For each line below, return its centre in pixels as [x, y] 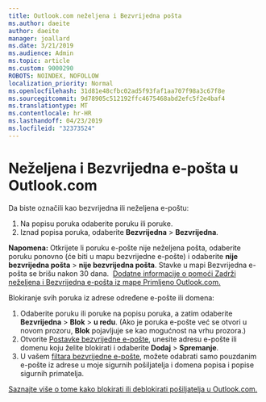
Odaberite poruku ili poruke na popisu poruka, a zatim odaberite [126, 313]
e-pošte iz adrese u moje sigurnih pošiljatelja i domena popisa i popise [137, 365]
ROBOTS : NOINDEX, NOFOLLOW [54, 76]
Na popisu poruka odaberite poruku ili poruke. [96, 224]
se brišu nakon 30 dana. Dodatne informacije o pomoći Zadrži [132, 273]
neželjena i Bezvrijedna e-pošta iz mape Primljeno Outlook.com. [114, 282]
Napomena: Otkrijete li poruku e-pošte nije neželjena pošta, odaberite [125, 248]
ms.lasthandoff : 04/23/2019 [56, 121]
